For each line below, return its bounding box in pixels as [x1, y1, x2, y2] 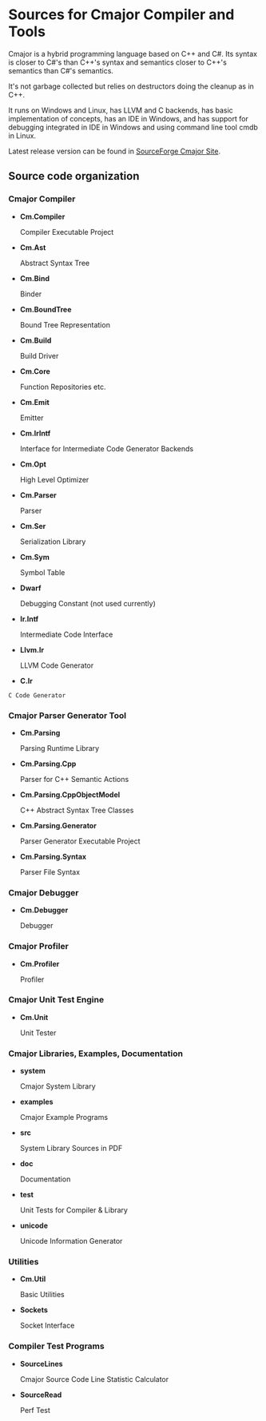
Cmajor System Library [19, 1082, 96, 1091]
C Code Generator [8, 691, 66, 700]
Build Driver [19, 351, 59, 360]
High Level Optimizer [19, 474, 89, 484]
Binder [19, 289, 42, 299]
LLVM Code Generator [19, 661, 94, 670]
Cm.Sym [19, 552, 50, 562]
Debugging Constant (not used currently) [19, 598, 156, 608]
